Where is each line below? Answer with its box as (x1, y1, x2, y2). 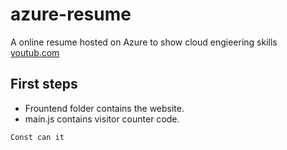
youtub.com (10, 46, 60, 58)
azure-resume (10, 3, 132, 26)
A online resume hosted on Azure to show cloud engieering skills (10, 36, 278, 48)
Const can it (10, 132, 65, 142)
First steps (10, 76, 78, 93)
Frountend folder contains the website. (24, 102, 185, 114)
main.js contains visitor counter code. (24, 113, 180, 125)
